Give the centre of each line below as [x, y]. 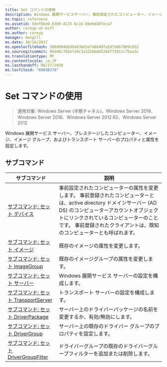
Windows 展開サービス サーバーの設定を [106, 276]
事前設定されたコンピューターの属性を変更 [109, 187]
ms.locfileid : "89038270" [32, 70]
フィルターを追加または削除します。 [111, 354]
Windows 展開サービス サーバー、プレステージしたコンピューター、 [75, 133]
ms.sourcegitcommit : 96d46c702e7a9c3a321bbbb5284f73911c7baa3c [72, 51]
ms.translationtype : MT [30, 56]
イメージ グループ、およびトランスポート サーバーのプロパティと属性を [86, 139]
